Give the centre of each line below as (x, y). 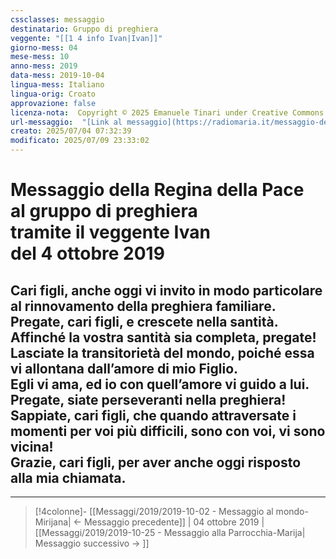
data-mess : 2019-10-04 (57, 76)
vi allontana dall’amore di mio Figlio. (124, 368)
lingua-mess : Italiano (57, 85)
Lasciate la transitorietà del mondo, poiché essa (162, 352)
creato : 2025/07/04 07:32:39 (71, 131)
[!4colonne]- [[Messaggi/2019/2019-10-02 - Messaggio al (154, 511)
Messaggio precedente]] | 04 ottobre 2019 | (174, 522)
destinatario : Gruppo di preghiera (84, 29)
